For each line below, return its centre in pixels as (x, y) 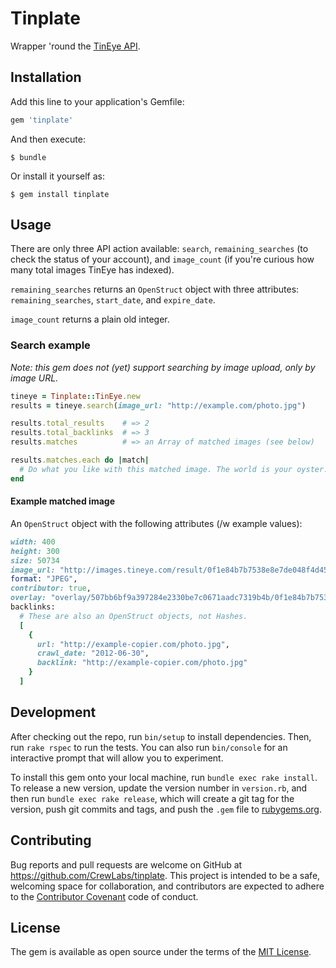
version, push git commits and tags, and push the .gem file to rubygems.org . (166, 809)
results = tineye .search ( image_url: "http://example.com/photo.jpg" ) (158, 405)
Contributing (51, 840)
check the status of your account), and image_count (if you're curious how (162, 259)
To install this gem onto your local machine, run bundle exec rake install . (164, 777)
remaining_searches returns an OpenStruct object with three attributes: (155, 289)
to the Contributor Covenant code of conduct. (104, 896)
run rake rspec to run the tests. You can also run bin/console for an (149, 747)
